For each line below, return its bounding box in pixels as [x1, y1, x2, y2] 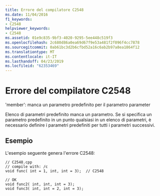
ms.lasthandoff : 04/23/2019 [5, 59, 64, 64]
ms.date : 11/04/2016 [5, 12, 48, 17]
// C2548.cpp [5, 159, 32, 165]
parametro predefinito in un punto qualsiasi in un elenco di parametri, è [5, 117, 151, 123]
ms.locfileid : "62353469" [5, 63, 59, 68]
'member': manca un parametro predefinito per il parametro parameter [5, 102, 151, 108]
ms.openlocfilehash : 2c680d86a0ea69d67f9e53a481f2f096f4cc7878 [5, 40, 140, 45]
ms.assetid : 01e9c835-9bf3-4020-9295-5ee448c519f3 [5, 36, 113, 41]
